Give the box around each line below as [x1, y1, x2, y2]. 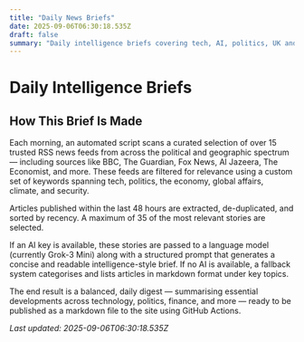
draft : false [9, 30, 59, 39]
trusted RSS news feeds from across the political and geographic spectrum [9, 147, 290, 158]
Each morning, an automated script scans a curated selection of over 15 [9, 138, 278, 148]
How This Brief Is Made [9, 113, 143, 128]
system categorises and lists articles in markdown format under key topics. [9, 269, 290, 280]
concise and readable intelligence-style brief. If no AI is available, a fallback [9, 259, 291, 270]
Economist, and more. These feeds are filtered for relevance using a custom [9, 166, 293, 177]
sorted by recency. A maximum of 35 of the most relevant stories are [9, 213, 266, 223]
